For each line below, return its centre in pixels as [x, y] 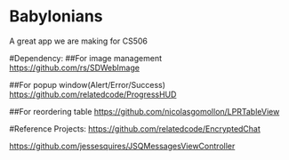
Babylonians [56, 16]
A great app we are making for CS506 [79, 41]
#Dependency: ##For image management [86, 58]
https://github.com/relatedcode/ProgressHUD [93, 94]
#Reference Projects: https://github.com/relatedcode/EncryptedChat [135, 128]
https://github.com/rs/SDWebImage [75, 68]
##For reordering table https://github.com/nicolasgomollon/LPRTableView [144, 111]
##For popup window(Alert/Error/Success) [88, 84]
